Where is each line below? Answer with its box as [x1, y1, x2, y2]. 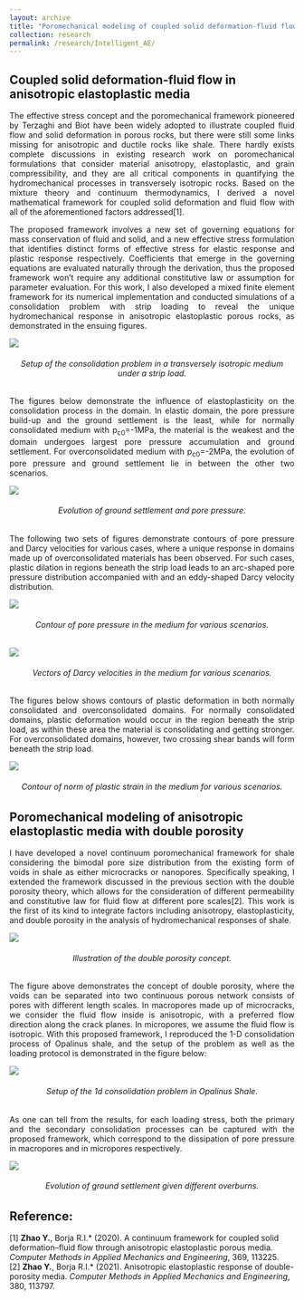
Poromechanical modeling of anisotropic [9, 809, 243, 824]
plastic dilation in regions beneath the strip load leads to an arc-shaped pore [9, 563, 295, 573]
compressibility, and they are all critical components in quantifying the [9, 169, 295, 179]
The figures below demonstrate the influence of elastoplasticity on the [9, 396, 295, 407]
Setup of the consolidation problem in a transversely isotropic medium [21, 358, 283, 369]
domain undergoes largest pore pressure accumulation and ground [9, 437, 295, 448]
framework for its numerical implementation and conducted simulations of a [9, 292, 295, 303]
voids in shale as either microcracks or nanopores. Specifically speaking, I [9, 867, 295, 878]
